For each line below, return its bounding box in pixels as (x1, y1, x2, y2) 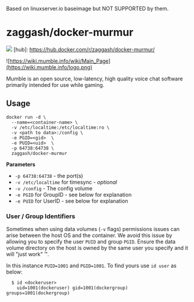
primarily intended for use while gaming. (6, 81, 105, 88)
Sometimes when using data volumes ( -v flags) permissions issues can (6, 226, 180, 233)
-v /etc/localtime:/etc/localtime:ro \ (11, 124, 110, 131)
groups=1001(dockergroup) (6, 290, 70, 296)
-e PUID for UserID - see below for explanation (14, 197, 128, 204)
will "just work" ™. (6, 251, 49, 258)
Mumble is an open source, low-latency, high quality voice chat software (6, 75, 183, 82)
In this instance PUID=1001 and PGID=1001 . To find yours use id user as (6, 262, 177, 269)
